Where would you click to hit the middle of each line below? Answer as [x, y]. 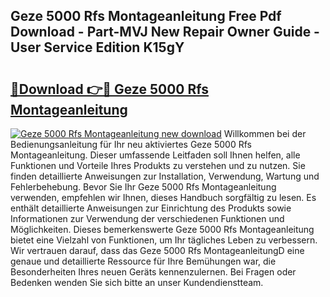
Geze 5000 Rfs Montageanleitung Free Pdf [146, 16]
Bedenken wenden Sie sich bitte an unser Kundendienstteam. [137, 282]
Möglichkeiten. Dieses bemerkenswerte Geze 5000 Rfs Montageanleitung [162, 229]
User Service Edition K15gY [97, 47]
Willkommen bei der [265, 133]
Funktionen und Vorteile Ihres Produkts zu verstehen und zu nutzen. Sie [158, 165]
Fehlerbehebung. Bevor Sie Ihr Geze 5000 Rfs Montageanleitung [143, 187]
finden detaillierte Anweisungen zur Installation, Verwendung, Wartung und [165, 176]
